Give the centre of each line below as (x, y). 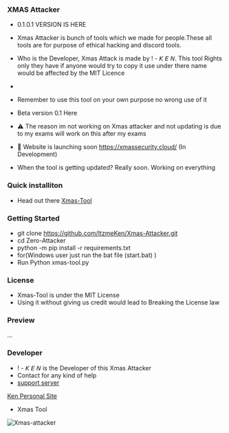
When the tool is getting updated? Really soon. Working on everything (116, 168)
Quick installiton (35, 186)
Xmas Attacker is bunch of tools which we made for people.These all (114, 38)
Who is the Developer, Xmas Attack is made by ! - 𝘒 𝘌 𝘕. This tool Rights (119, 58)
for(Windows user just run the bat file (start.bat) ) (87, 255)
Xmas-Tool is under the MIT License (68, 295)
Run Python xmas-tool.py (53, 262)
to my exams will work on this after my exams (81, 134)
